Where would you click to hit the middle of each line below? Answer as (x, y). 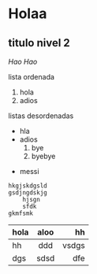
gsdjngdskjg (28, 193)
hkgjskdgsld (28, 186)
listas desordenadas (41, 116)
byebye (43, 156)
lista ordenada (32, 77)
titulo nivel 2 (39, 43)
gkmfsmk (21, 213)
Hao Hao (23, 61)
